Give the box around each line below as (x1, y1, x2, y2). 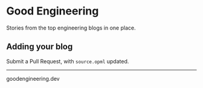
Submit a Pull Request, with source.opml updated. (6, 57, 129, 64)
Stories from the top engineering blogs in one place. (6, 24, 136, 31)
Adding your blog (6, 42, 73, 52)
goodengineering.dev (6, 75, 60, 82)
